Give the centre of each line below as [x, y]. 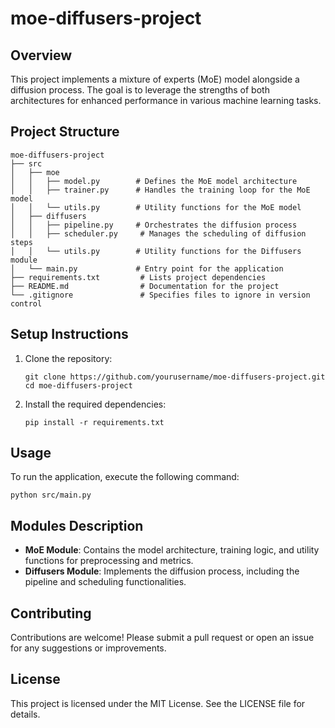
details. [25, 714]
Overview [41, 55]
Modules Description [77, 525]
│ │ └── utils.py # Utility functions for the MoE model [156, 207]
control [26, 303]
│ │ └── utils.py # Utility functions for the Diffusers [156, 251]
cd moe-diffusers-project [78, 385]
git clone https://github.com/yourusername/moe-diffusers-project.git [175, 377]
